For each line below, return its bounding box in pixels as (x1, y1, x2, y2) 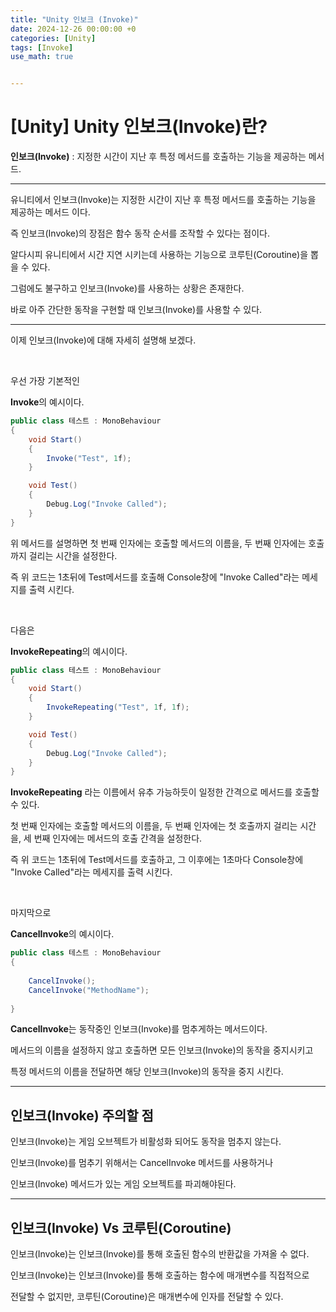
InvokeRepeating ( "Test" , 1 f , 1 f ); (46, 702, 190, 713)
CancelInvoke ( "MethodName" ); (28, 985, 150, 995)
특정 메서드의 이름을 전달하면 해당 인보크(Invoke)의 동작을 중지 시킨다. (10, 1066, 284, 1078)
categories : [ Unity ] (10, 33, 97, 43)
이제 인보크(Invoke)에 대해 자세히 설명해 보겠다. (10, 334, 197, 346)
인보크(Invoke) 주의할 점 (10, 1107, 154, 1124)
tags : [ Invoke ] (10, 42, 74, 53)
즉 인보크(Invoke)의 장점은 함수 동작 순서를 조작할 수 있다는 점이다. (10, 227, 271, 240)
